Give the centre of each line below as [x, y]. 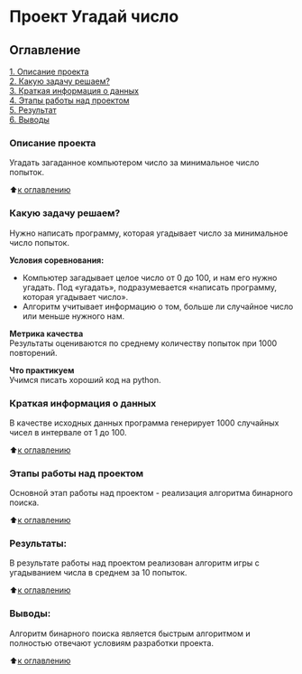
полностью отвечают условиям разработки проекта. [112, 642]
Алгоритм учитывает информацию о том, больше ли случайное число [158, 306]
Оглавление [45, 50]
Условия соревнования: [57, 260]
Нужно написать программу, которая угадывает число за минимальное [149, 233]
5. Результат [33, 110]
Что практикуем [42, 370]
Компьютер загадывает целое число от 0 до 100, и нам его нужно [150, 277]
